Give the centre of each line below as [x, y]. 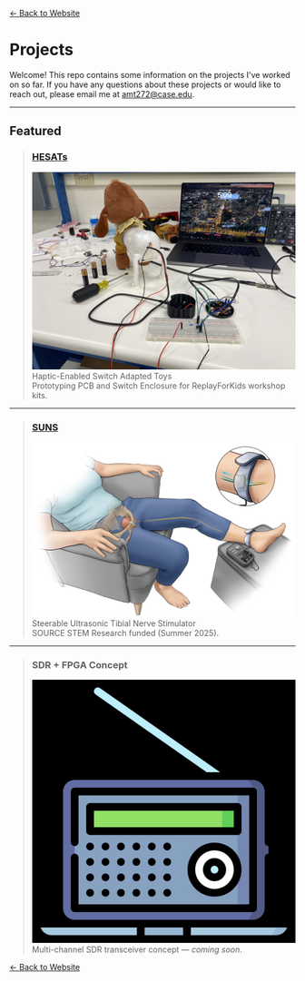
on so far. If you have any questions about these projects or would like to [145, 84]
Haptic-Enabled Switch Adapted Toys [102, 376]
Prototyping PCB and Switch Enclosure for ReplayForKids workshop [158, 386]
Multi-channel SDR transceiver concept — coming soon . [137, 950]
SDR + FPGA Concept [79, 664]
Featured [35, 131]
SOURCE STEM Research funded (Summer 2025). [125, 633]
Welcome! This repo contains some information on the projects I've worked [150, 74]
